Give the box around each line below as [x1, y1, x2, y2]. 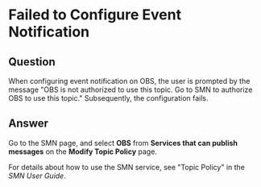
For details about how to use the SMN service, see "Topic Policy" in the [8, 162, 246, 172]
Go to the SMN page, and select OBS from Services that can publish [8, 138, 238, 148]
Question [8, 55, 56, 69]
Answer [8, 117, 49, 131]
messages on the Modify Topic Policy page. [8, 147, 157, 156]
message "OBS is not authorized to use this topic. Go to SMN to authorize [8, 85, 253, 94]
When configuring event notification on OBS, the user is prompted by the [8, 77, 251, 85]
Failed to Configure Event [8, 6, 182, 24]
